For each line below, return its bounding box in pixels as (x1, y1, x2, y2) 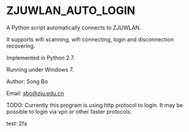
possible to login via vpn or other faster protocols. (6, 108, 132, 115)
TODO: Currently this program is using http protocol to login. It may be (6, 101, 183, 109)
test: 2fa (6, 120, 28, 127)
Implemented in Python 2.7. (6, 54, 75, 61)
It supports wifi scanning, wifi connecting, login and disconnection (6, 35, 174, 43)
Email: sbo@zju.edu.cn (6, 89, 64, 97)
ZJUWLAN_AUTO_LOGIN (6, 4, 136, 18)
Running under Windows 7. (6, 65, 74, 73)
